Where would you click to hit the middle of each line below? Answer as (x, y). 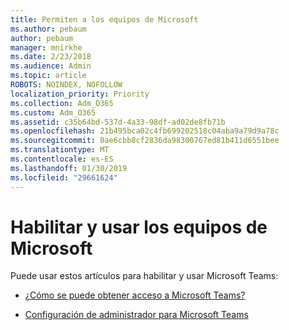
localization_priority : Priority (80, 94)
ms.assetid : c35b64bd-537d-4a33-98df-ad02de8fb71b (118, 122)
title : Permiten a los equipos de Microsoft (104, 19)
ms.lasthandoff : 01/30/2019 (69, 168)
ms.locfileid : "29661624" (64, 177)
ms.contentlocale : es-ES (62, 159)
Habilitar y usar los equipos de (139, 227)
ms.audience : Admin (51, 66)
